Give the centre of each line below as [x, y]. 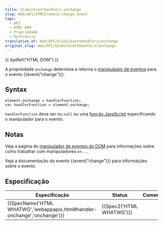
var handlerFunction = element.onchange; [48, 105]
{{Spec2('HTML [120, 206]
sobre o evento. [21, 166]
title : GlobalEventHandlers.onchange [43, 9]
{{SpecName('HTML [31, 204]
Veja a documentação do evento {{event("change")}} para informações [76, 161]
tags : [10, 19]
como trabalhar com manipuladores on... [47, 151]
